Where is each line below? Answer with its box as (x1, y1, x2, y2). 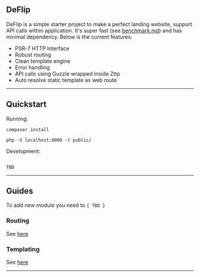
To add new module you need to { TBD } (6, 202, 106, 209)
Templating (6, 245, 40, 253)
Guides (6, 186, 34, 196)
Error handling (14, 64, 50, 71)
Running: (6, 115, 29, 122)
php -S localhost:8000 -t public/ (6, 137, 92, 143)
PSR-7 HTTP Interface (14, 45, 70, 52)
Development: (6, 147, 40, 154)
